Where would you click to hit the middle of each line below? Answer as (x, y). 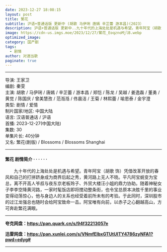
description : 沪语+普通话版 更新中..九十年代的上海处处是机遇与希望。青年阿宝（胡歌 (83, 28)
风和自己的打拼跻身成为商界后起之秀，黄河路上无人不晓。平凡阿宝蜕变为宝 (81, 177)
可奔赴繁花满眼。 (23, 208)
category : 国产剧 (22, 42)
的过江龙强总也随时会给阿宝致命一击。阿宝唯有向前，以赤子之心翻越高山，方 (83, 202)
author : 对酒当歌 (22, 56)
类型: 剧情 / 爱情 (22, 105)
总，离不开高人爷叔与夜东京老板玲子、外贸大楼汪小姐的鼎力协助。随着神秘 (81, 183)
